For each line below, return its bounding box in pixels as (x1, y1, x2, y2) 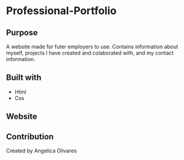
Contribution (6, 131, 54, 142)
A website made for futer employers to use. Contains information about (6, 43, 178, 50)
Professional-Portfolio (6, 4, 117, 18)
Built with (6, 72, 42, 83)
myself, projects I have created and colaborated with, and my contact (6, 49, 174, 56)
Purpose (6, 28, 38, 38)
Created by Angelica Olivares (6, 147, 77, 154)
